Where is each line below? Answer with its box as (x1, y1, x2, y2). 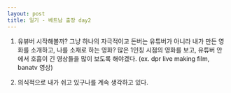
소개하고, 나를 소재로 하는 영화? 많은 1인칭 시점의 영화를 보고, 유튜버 (30, 45, 216, 54)
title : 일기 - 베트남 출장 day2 (7, 17, 92, 24)
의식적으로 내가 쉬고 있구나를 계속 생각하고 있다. (17, 78, 148, 86)
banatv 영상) (17, 63, 54, 71)
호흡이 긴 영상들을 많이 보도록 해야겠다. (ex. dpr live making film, (30, 54, 210, 63)
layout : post (7, 10, 45, 17)
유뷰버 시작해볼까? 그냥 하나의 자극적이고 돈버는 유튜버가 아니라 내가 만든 (17, 36, 217, 45)
